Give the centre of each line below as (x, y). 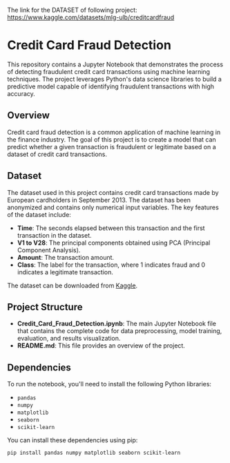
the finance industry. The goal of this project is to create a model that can (112, 139)
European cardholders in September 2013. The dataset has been (99, 200)
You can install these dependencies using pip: (73, 440)
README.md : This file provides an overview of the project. (101, 346)
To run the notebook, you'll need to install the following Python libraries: (109, 384)
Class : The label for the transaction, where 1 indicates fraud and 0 (111, 265)
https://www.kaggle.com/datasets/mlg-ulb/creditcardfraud (91, 17)
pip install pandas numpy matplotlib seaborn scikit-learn (94, 453)
